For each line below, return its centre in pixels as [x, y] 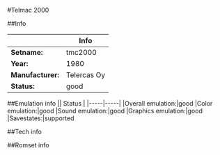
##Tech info [24, 132]
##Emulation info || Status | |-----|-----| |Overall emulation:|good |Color [110, 103]
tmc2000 [81, 52]
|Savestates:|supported [41, 118]
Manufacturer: [35, 75]
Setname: [27, 52]
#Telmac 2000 [28, 10]
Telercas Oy [86, 75]
